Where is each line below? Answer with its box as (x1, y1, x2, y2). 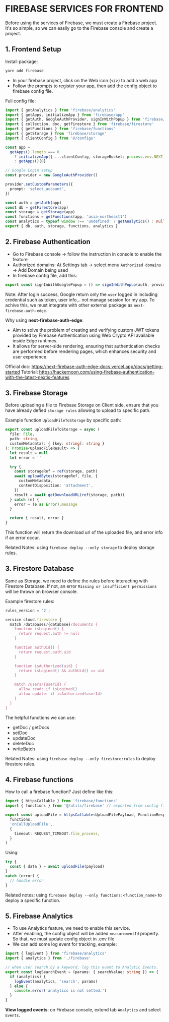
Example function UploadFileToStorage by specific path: (5, 417, 122, 424)
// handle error (10, 878, 44, 883)
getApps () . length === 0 (10, 149, 59, 154)
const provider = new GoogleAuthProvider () (5, 172, 98, 178)
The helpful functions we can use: (5, 714, 76, 720)
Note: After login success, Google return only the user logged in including (5, 291, 158, 297)
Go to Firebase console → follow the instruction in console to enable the (12, 251, 162, 257)
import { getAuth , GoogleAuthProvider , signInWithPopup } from (5, 117, 141, 122)
